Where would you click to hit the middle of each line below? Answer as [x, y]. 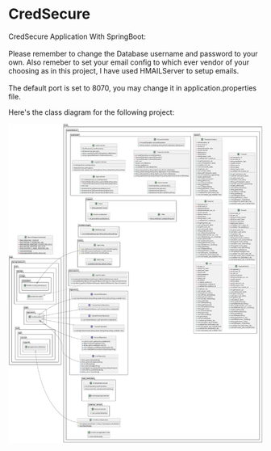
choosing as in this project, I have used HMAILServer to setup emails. [124, 70]
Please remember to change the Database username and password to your [133, 53]
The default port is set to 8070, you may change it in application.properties [133, 88]
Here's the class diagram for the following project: [92, 112]
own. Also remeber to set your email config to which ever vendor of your [129, 62]
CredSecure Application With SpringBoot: [77, 36]
